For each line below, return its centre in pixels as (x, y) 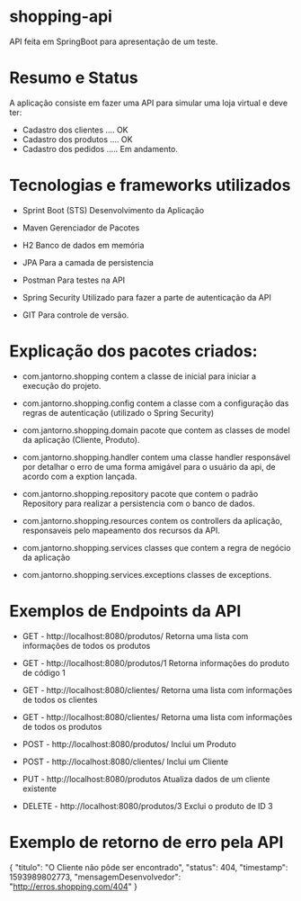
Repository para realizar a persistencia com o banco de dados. (138, 503)
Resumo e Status (74, 78)
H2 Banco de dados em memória (83, 245)
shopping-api (61, 17)
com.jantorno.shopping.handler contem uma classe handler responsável (156, 457)
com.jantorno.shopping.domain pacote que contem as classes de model (156, 430)
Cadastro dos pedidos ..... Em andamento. (100, 149)
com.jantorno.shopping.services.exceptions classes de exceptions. (147, 574)
